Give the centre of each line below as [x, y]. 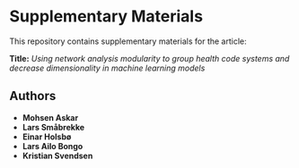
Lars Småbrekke [53, 127]
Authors [33, 96]
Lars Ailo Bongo [53, 146]
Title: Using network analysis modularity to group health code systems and [149, 58]
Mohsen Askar [50, 117]
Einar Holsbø [47, 137]
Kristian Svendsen [57, 155]
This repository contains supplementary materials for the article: [128, 41]
